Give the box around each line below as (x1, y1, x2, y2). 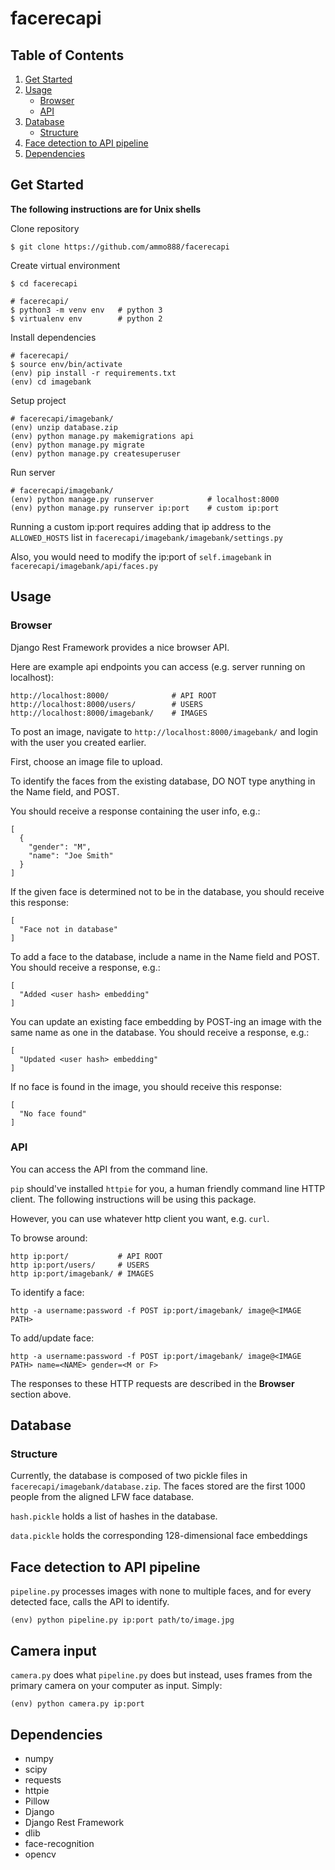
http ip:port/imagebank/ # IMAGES (10, 1268, 155, 1279)
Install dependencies (10, 331, 97, 343)
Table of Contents (10, 47, 125, 64)
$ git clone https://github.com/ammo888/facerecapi (10, 242, 230, 252)
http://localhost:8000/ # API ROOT (10, 690, 217, 701)
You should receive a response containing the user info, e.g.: (10, 805, 261, 817)
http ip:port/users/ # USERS (10, 1260, 150, 1270)
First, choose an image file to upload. (10, 755, 163, 767)
